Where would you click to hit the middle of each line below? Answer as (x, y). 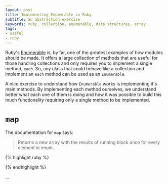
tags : (11, 29)
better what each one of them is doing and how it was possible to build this (83, 95)
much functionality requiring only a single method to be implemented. (78, 100)
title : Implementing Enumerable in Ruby (49, 15)
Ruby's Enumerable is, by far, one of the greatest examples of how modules (84, 52)
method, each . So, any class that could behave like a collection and (75, 68)
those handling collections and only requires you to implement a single (79, 63)
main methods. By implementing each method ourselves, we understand (81, 89)
